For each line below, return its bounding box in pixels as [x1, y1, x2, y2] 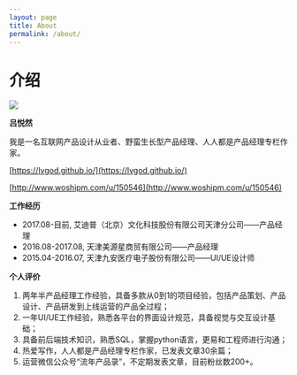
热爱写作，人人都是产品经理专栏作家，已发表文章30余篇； [21, 346, 234, 356]
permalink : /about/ [9, 29, 81, 38]
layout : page [9, 12, 57, 22]
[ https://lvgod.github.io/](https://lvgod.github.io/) [9, 165, 187, 176]
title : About [9, 21, 57, 30]
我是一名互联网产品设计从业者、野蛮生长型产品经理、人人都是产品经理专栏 [9, 136, 280, 147]
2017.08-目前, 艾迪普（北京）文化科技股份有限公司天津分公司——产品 [21, 219, 276, 230]
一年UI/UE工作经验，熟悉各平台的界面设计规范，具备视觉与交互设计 [21, 312, 268, 323]
